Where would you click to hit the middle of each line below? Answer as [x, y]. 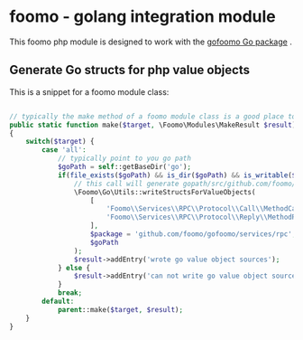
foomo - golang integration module [143, 17]
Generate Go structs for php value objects [130, 70]
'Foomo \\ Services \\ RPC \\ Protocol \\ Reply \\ [187, 217]
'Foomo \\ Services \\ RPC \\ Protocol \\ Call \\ [185, 209]
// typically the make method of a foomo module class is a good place [147, 116]
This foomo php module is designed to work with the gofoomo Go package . [151, 42]
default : [58, 301]
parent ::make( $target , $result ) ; [120, 309]
